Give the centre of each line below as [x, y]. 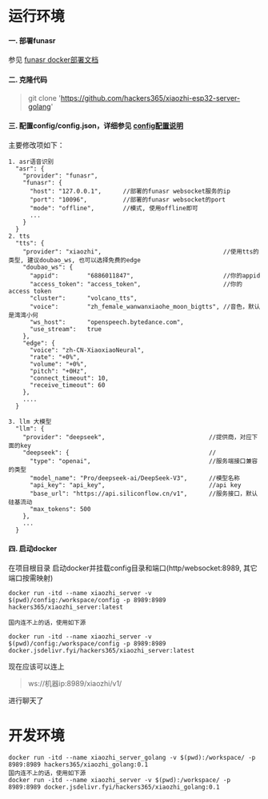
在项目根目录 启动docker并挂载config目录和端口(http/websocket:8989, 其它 [133, 568]
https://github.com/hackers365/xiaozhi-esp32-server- [150, 98]
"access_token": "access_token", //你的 [136, 284]
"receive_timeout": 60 [67, 385]
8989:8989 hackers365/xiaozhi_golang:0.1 [78, 765]
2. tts [19, 236]
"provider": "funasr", [60, 176]
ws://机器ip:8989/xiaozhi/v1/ [75, 683]
